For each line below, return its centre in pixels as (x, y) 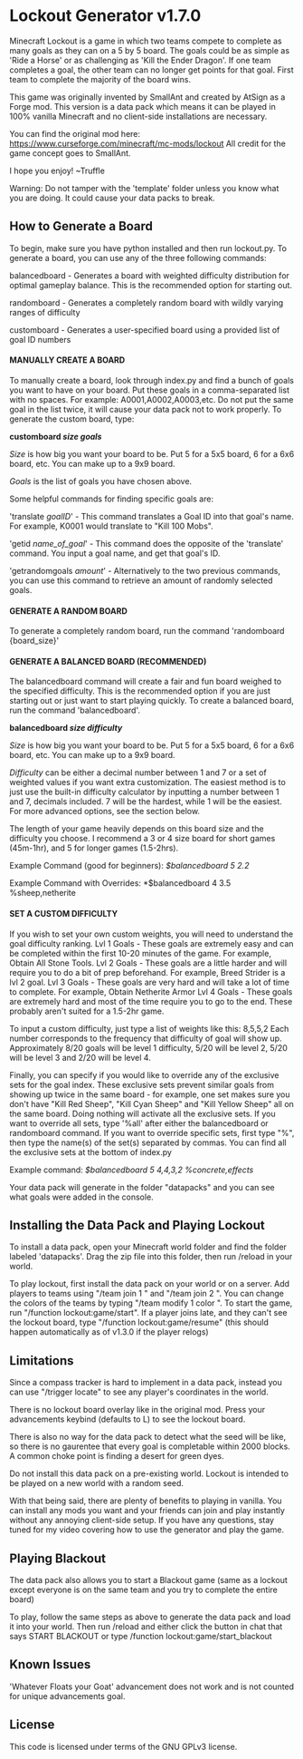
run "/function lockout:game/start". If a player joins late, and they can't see (148, 1313)
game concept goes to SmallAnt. (70, 153)
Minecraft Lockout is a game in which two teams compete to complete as (146, 41)
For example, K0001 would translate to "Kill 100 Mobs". (112, 526)
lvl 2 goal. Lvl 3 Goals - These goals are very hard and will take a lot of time (149, 982)
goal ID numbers (40, 339)
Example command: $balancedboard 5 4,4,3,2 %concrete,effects (132, 1170)
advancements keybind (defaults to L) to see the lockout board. (128, 1419)
